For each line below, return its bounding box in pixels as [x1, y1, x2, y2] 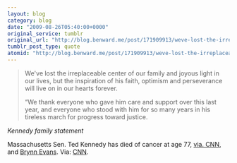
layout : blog [7, 10, 46, 18]
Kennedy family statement [7, 126, 84, 135]
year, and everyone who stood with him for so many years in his [24, 105, 210, 114]
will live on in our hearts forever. [24, 84, 118, 92]
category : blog [7, 17, 52, 24]
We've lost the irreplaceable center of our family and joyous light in [24, 68, 220, 78]
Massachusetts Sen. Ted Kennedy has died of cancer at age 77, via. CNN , [7, 140, 221, 148]
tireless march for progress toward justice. [24, 112, 148, 121]
